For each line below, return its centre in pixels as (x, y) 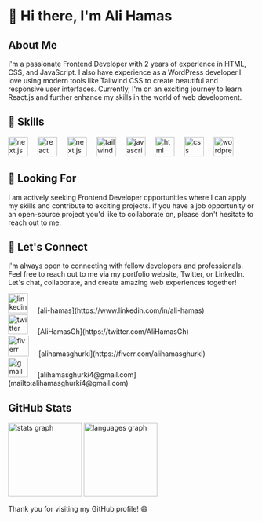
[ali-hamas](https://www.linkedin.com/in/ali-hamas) (121, 310)
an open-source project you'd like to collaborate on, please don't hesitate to (131, 214)
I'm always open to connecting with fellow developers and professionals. (126, 266)
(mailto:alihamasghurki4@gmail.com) (68, 383)
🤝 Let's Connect (48, 247)
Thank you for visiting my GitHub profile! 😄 (78, 509)
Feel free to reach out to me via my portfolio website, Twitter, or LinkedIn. (126, 274)
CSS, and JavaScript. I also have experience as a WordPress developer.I (125, 72)
